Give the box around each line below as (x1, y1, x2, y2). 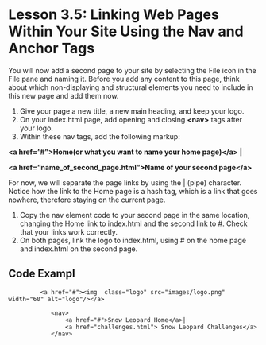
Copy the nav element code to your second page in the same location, (19, 210, 250, 219)
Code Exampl (8, 267, 75, 281)
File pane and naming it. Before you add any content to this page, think (8, 74, 240, 83)
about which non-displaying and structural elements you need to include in (8, 82, 253, 92)
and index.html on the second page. (19, 244, 138, 254)
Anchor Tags (8, 40, 95, 57)
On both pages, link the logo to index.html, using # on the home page (19, 235, 247, 245)
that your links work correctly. (19, 227, 118, 236)
